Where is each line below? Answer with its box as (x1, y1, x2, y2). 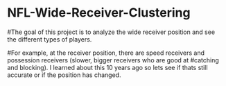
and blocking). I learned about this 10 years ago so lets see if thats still (7, 63, 208, 71)
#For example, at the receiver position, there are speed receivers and (7, 49, 205, 57)
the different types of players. (7, 35, 92, 43)
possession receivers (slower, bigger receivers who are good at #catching (7, 55, 220, 64)
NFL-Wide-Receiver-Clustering (7, 5, 191, 21)
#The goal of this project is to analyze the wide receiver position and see (7, 28, 216, 36)
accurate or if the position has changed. (7, 71, 121, 79)
